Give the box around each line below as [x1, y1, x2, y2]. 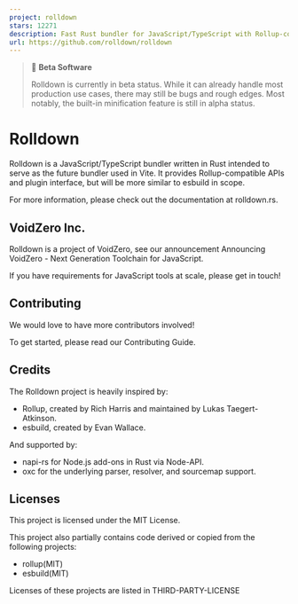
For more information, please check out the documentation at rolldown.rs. [9, 194, 278, 205]
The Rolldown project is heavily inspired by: [9, 386, 169, 396]
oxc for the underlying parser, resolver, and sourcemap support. [21, 466, 256, 476]
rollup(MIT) [21, 559, 64, 569]
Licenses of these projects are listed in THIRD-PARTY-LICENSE [9, 585, 240, 596]
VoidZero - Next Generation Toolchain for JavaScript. [9, 254, 204, 263]
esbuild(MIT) [21, 569, 69, 579]
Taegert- [225, 403, 259, 413]
